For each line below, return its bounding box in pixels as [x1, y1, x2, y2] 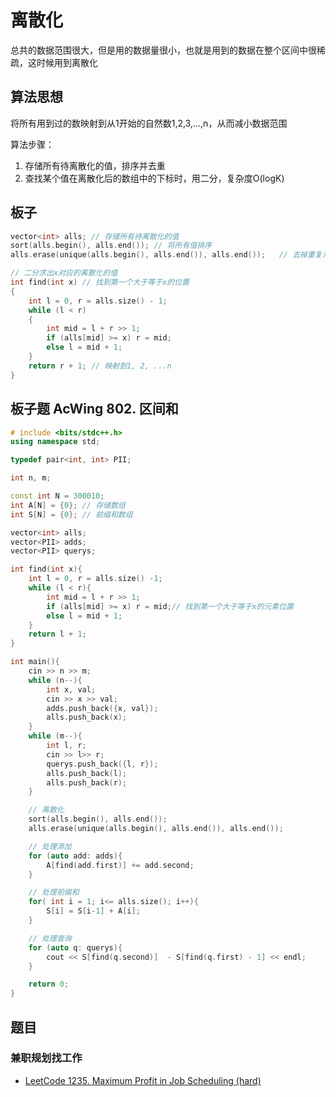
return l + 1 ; [28, 629, 87, 640]
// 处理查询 [28, 933, 72, 943]
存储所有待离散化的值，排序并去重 [24, 159, 166, 171]
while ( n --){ [28, 675, 83, 685]
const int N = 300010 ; [10, 491, 105, 501]
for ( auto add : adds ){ [28, 851, 123, 861]
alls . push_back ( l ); [46, 768, 128, 778]
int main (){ [10, 657, 60, 667]
